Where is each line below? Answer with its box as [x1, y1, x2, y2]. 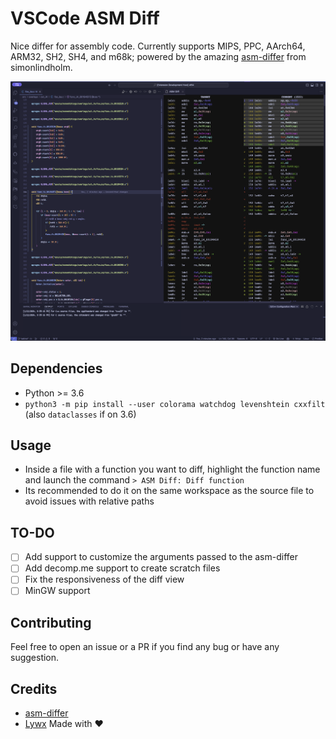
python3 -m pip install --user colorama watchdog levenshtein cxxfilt [24, 399, 326, 409]
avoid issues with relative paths [24, 495, 155, 507]
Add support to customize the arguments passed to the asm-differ [24, 551, 298, 563]
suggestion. [10, 652, 60, 664]
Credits [10, 680, 58, 697]
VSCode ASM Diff [10, 7, 160, 30]
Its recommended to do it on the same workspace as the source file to [24, 485, 315, 497]
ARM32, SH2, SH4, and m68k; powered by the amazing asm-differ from [10, 50, 307, 62]
